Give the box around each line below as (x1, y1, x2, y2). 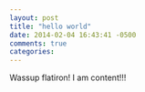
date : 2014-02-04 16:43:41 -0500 (9, 30, 137, 39)
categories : (9, 47, 55, 56)
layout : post (9, 13, 59, 23)
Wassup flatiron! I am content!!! (9, 72, 127, 83)
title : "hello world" (9, 22, 92, 31)
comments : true (9, 38, 67, 48)
